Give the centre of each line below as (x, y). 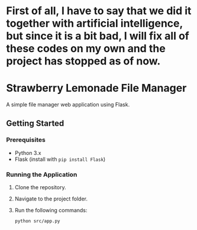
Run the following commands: (51, 210)
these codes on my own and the (86, 49)
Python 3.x (28, 153)
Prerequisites (26, 140)
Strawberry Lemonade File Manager (96, 88)
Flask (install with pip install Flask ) (60, 159)
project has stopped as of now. (83, 61)
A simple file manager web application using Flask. (68, 105)
